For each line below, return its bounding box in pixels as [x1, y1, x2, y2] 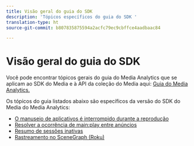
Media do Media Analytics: [6, 104, 70, 111]
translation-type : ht [6, 19, 59, 25]
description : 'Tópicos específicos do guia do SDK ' [6, 14, 137, 20]
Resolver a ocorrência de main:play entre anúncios [14, 122, 137, 129]
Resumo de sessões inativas [14, 127, 84, 134]
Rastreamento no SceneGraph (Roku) [14, 134, 105, 141]
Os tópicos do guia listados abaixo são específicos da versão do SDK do [6, 98, 181, 105]
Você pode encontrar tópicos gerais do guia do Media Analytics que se [6, 74, 177, 81]
